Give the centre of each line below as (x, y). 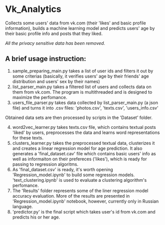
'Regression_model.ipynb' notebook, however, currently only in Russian (85, 201)
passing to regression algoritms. (45, 164)
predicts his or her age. (36, 217)
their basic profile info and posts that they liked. (54, 33)
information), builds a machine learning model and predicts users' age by (80, 28)
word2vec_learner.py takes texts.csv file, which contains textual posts (84, 127)
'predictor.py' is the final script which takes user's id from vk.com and (84, 212)
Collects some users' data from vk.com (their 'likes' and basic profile (76, 23)
